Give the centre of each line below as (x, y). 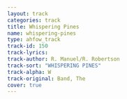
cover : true (24, 85)
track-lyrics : (28, 53)
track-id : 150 (28, 46)
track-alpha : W (29, 72)
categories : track (34, 20)
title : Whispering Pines (43, 26)
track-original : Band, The (46, 78)
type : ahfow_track (34, 40)
